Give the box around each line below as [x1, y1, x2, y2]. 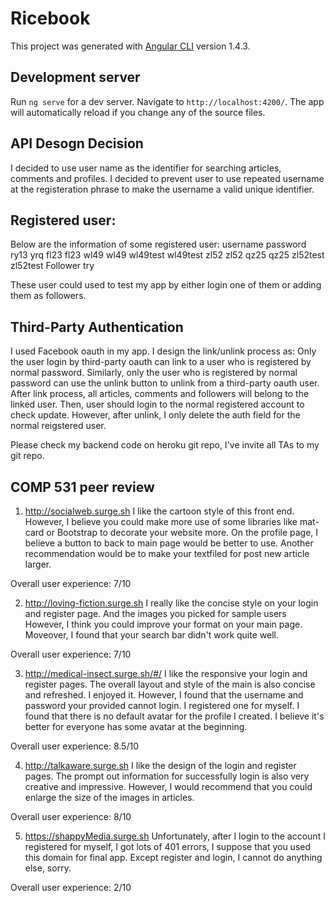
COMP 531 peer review [10, 478, 155, 496]
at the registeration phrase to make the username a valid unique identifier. [10, 183, 315, 195]
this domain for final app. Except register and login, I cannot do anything [24, 852, 323, 863]
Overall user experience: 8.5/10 [10, 740, 139, 752]
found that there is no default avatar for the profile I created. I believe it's [24, 710, 325, 722]
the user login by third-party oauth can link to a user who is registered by [10, 356, 312, 368]
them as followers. [10, 290, 87, 302]
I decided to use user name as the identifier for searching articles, [10, 162, 282, 174]
